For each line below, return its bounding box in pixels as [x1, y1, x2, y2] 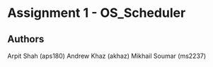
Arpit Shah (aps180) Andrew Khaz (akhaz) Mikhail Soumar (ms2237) [7, 51, 207, 60]
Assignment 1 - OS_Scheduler [7, 5, 186, 21]
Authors [7, 33, 45, 45]
